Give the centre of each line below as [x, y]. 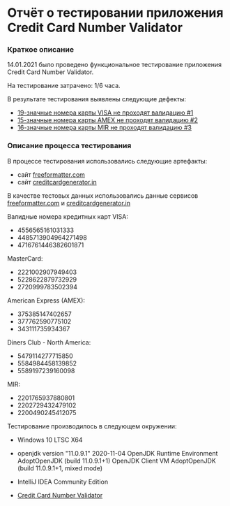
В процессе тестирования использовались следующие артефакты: [107, 161]
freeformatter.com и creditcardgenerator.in [69, 203]
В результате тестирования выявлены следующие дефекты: [97, 99]
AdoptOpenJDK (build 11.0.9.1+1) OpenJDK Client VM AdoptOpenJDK [116, 461]
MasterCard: [25, 258]
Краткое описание [41, 50]
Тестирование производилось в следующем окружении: [92, 426]
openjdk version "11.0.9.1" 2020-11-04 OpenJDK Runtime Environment [117, 453]
